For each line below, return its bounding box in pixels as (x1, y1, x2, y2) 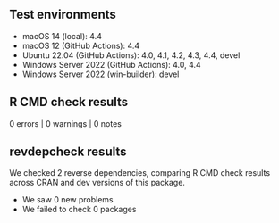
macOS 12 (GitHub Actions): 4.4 (21, 40, 140, 51)
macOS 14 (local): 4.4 (21, 30, 103, 41)
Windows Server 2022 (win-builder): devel (21, 69, 180, 79)
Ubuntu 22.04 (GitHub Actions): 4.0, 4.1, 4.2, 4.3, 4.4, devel (21, 49, 241, 61)
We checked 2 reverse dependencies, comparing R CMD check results (9, 168, 271, 178)
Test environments (9, 7, 116, 22)
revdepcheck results (9, 145, 127, 160)
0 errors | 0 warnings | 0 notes (9, 118, 123, 128)
